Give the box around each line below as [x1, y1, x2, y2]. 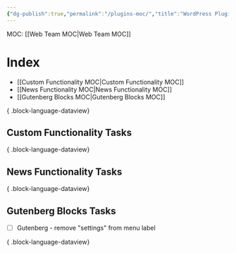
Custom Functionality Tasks [6, 126, 132, 138]
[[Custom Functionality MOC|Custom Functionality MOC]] [16, 78, 185, 86]
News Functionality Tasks [6, 166, 123, 178]
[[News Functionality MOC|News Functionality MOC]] [16, 85, 173, 94]
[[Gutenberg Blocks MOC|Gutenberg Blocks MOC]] [16, 92, 166, 101]
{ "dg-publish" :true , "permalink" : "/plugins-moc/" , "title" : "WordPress [6, 10, 212, 18]
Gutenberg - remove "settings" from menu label [16, 223, 156, 232]
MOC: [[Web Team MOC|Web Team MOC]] [6, 30, 131, 38]
